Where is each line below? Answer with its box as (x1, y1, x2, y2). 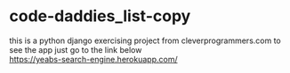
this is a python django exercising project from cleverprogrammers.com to (9, 35, 282, 46)
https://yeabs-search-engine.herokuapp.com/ (9, 54, 178, 64)
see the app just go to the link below (9, 44, 142, 55)
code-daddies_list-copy (9, 6, 191, 26)
